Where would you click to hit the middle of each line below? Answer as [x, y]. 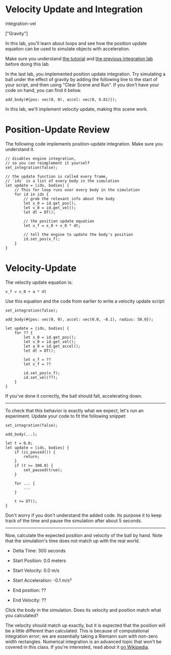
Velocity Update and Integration [74, 9]
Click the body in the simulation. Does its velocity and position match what [83, 610]
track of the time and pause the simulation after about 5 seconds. [74, 520]
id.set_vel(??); [41, 377]
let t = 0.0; [19, 443]
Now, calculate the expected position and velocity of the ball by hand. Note [84, 535]
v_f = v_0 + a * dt [26, 292]
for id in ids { [32, 194]
